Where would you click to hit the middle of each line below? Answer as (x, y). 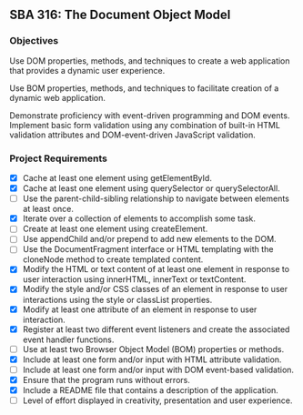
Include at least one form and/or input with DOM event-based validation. (158, 369)
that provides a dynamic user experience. (87, 70)
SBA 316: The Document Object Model (120, 15)
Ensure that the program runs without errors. (106, 380)
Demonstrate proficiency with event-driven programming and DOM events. (150, 115)
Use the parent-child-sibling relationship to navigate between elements (156, 198)
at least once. (48, 209)
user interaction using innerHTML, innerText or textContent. (134, 279)
